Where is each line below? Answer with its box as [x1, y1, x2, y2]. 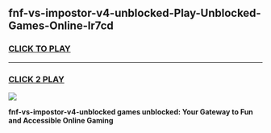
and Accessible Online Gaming [8, 115, 114, 125]
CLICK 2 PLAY [8, 73, 65, 85]
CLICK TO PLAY [8, 44, 71, 55]
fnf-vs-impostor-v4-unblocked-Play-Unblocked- [8, 6, 261, 20]
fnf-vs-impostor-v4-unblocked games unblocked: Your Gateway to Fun [8, 106, 254, 116]
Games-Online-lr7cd [8, 19, 115, 33]
